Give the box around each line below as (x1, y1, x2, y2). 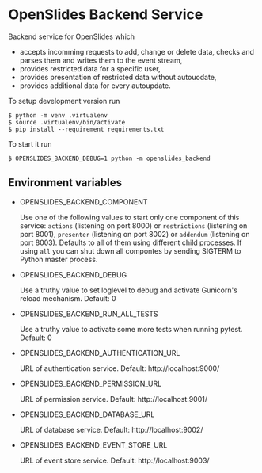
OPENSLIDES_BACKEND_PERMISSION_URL (19, 379, 162, 388)
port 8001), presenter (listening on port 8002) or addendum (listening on (19, 229, 250, 238)
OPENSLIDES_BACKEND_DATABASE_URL (19, 410, 155, 419)
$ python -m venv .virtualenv (8, 111, 108, 120)
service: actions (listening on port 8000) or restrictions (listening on (19, 220, 248, 231)
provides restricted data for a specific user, (19, 63, 161, 73)
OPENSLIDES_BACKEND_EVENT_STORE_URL (19, 440, 168, 449)
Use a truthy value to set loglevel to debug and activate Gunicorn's (19, 285, 237, 295)
